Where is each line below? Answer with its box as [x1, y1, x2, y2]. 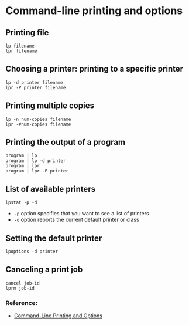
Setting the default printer [5, 233, 102, 243]
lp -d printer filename [5, 79, 64, 86]
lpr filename [5, 48, 37, 54]
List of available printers [5, 184, 96, 194]
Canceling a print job [5, 265, 83, 275]
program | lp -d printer [5, 158, 66, 164]
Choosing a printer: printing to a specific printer [5, 64, 184, 74]
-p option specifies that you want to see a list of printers [13, 210, 150, 217]
